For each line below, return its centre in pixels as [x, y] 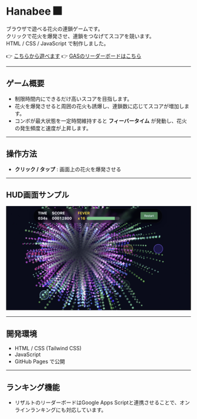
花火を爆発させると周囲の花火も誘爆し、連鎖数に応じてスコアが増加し [99, 106]
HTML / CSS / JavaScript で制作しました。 [58, 43]
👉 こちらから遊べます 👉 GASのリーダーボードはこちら [74, 56]
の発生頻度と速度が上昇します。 [53, 128]
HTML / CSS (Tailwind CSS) [48, 349]
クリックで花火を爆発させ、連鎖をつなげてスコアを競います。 [80, 36]
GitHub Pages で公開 [40, 361]
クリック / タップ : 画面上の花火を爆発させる [68, 169]
